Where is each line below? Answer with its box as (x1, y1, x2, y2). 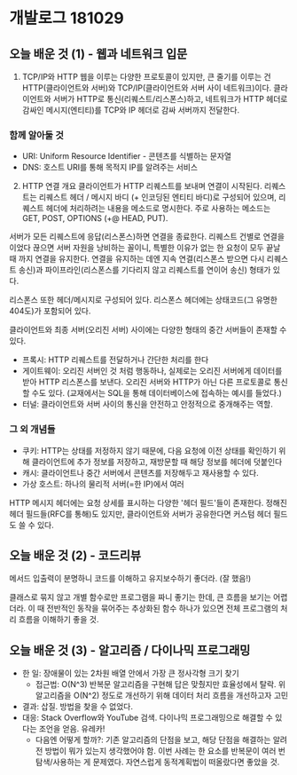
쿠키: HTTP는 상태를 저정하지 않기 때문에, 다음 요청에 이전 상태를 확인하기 (21, 445, 277, 455)
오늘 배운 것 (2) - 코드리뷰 (9, 548, 142, 563)
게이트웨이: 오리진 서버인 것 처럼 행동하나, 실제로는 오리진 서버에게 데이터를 (21, 366, 283, 376)
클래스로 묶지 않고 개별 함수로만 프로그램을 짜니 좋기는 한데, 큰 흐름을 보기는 (9, 592, 272, 603)
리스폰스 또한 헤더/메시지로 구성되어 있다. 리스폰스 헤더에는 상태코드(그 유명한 (9, 295, 277, 305)
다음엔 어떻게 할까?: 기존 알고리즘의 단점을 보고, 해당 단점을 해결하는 (35, 734, 271, 746)
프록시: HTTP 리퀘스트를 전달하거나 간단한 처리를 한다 (21, 354, 209, 365)
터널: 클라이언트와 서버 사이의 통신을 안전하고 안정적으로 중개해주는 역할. (21, 399, 273, 409)
